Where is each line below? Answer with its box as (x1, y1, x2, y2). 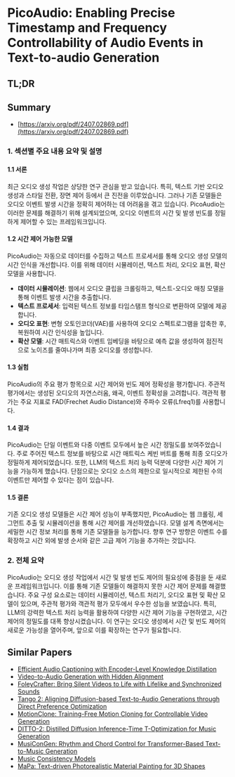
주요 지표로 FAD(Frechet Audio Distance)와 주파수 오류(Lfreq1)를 (20, 397, 201, 405)
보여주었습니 (187, 440, 222, 449)
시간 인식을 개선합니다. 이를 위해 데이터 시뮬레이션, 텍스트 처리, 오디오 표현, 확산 (7, 260, 226, 268)
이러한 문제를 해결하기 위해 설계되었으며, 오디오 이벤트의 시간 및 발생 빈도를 (7, 209, 213, 217)
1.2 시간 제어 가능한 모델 (7, 235, 73, 243)
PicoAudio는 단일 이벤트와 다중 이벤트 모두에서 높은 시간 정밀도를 (7, 440, 187, 449)
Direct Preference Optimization (17, 703, 107, 711)
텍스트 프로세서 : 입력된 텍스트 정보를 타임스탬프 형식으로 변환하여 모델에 (17, 301, 214, 310)
